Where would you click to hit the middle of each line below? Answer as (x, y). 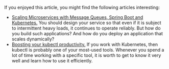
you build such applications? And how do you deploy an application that (87, 33)
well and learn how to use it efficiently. (52, 61)
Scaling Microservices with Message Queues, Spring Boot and (77, 17)
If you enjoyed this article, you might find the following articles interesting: (82, 7)
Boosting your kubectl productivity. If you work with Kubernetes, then (85, 44)
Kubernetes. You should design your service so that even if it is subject (86, 23)
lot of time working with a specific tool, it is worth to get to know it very (86, 55)
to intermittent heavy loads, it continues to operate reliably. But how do (86, 28)
